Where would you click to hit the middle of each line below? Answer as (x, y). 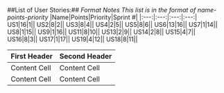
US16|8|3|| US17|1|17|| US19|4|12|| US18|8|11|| (72, 39)
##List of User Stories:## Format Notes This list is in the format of (102, 10)
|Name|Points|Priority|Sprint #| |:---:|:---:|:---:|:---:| (123, 17)
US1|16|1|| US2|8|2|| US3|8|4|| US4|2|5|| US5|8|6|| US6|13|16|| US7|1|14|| (112, 24)
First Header (32, 56)
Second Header (86, 56)
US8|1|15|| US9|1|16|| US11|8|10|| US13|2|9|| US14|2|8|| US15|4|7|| (101, 32)
